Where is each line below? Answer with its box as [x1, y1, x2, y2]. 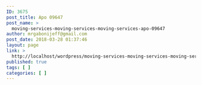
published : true [6, 59, 47, 65]
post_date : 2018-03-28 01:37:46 [6, 37, 87, 42]
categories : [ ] [6, 70, 47, 76]
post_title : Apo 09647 [6, 14, 63, 20]
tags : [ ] [6, 64, 31, 71]
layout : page [6, 42, 39, 48]
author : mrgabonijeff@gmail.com [6, 31, 87, 37]
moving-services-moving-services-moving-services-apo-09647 [11, 25, 165, 32]
